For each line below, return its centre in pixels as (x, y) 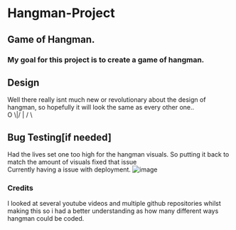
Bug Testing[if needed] (59, 137)
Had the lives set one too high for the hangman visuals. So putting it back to (118, 155)
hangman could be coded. (46, 219)
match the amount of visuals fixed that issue (72, 162)
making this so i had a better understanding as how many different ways (113, 211)
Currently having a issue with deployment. (69, 169)
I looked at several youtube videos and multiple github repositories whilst (114, 204)
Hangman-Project (61, 13)
